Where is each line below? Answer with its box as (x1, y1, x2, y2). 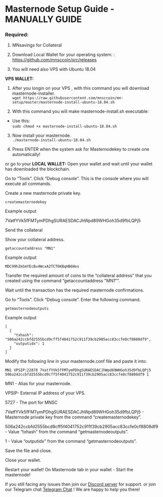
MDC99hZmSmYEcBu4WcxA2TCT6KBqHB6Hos (5, 264, 79, 269)
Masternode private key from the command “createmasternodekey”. (5, 414, 142, 420)
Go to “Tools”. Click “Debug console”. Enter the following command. (5, 297, 141, 303)
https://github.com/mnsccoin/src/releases (12, 57, 97, 63)
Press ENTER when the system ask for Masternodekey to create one (12, 146, 149, 152)
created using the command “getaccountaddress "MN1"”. (5, 278, 120, 284)
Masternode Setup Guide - (5, 3, 114, 15)
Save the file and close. (5, 448, 52, 454)
